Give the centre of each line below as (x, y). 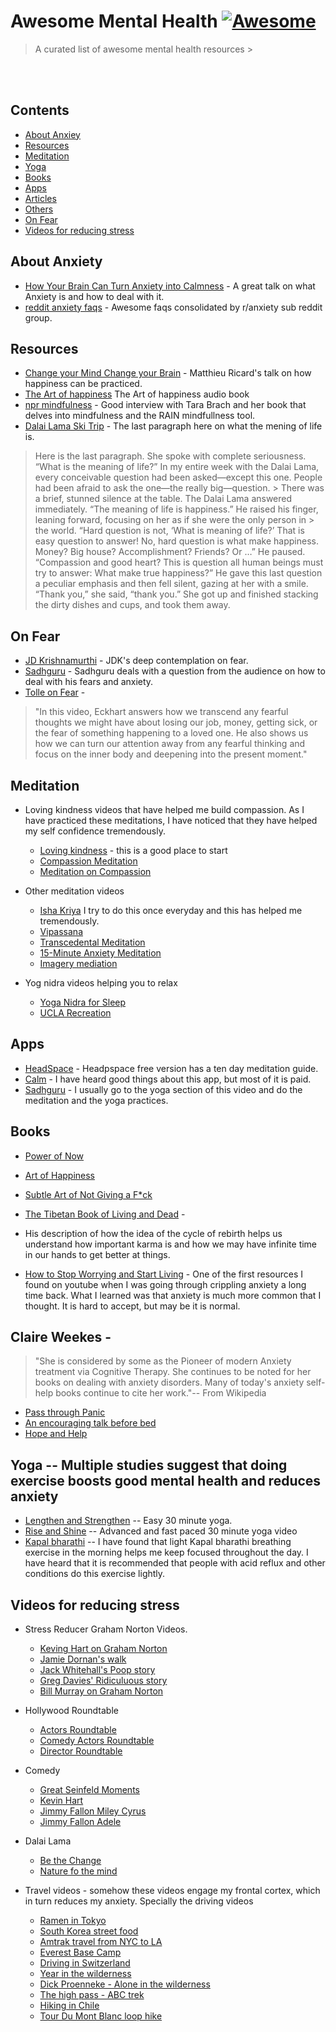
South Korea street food (89, 1931)
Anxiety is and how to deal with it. (94, 296)
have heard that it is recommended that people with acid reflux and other (175, 1563)
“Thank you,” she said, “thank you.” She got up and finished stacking (176, 594)
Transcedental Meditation (92, 942)
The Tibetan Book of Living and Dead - (105, 1214)
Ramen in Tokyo (73, 1921)
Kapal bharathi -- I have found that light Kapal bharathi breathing (158, 1542)
